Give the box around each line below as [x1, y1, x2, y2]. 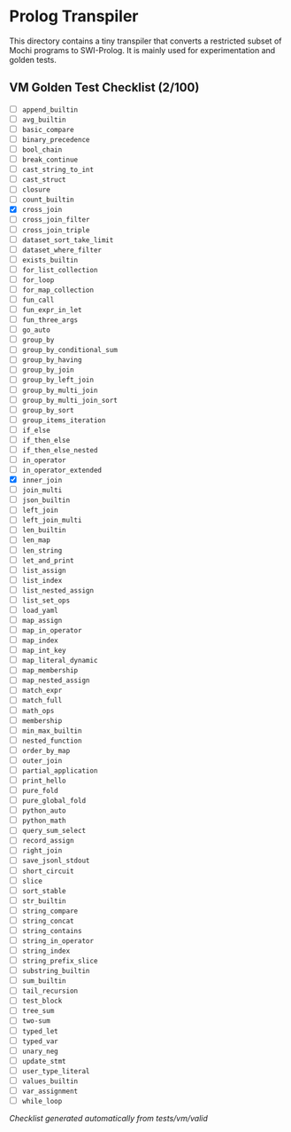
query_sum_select [21, 827, 87, 836]
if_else [21, 426, 50, 435]
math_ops [21, 706, 55, 715]
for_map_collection [21, 286, 95, 295]
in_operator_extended [21, 466, 102, 475]
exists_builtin [21, 255, 79, 264]
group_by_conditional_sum [21, 346, 118, 355]
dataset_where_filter [21, 246, 102, 255]
